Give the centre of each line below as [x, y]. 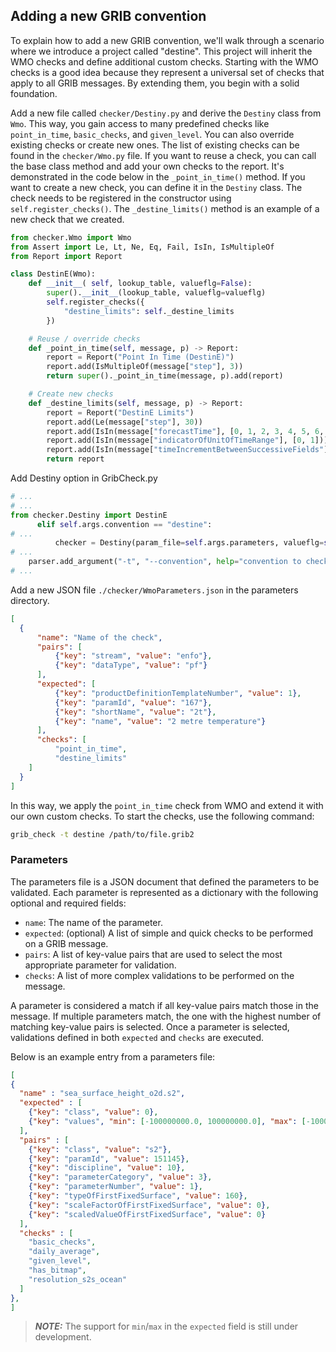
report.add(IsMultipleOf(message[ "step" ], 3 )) [145, 367]
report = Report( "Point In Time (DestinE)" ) [140, 357]
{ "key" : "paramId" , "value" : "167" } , [133, 702]
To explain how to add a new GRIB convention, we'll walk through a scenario [167, 40]
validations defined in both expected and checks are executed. [137, 1037]
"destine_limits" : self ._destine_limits [149, 311]
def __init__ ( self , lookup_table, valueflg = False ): [140, 284]
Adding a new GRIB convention [108, 16]
